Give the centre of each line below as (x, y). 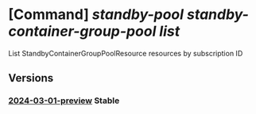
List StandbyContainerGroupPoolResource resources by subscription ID (126, 53)
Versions (31, 78)
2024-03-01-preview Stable (64, 101)
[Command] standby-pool (96, 15)
